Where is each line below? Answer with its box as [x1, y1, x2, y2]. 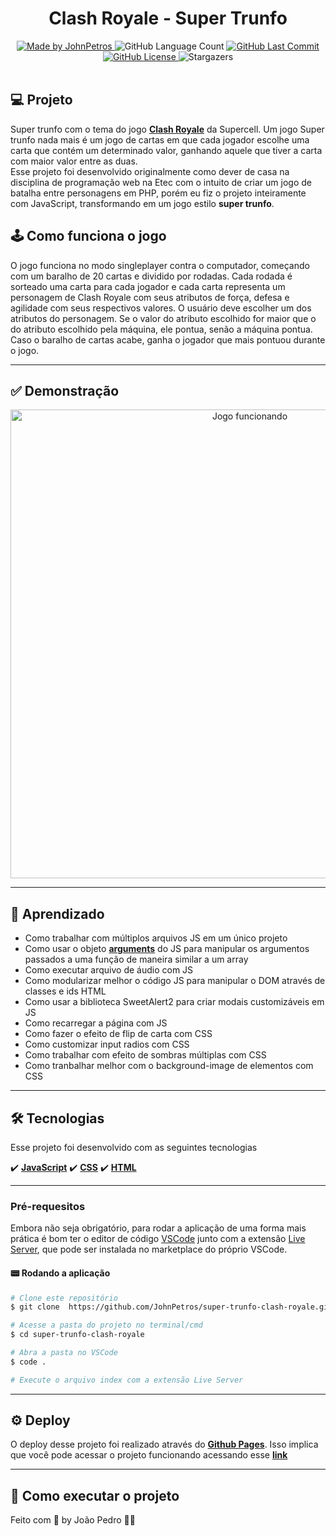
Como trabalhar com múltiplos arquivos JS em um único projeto [24, 932, 288, 944]
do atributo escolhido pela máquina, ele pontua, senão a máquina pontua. [10, 323, 313, 335]
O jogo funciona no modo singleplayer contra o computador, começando [10, 259, 310, 271]
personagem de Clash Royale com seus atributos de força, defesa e [10, 291, 290, 303]
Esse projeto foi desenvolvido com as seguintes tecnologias [10, 1142, 258, 1153]
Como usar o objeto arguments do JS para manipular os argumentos [24, 943, 310, 955]
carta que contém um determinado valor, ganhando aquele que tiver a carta [10, 144, 323, 156]
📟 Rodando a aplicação [10, 1267, 111, 1279]
